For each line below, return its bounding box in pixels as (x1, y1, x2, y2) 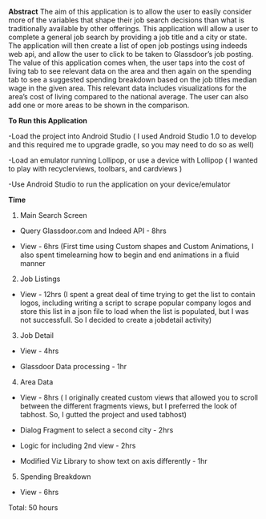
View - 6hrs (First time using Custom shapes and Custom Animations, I (19, 242, 254, 251)
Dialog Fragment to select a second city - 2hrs (19, 425, 174, 435)
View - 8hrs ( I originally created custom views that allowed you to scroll (19, 392, 259, 402)
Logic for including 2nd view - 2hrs (19, 441, 136, 450)
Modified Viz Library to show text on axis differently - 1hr (19, 457, 208, 465)
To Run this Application (8, 116, 88, 125)
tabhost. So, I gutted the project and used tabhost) (19, 410, 187, 419)
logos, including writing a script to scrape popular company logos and (19, 298, 252, 308)
